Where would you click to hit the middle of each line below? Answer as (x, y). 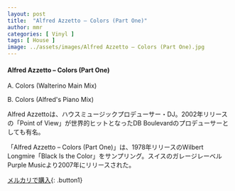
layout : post (27, 14)
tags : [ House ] (31, 41)
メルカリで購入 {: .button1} (45, 180)
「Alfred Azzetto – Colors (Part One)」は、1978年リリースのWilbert (105, 148)
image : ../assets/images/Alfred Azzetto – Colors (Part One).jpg (106, 47)
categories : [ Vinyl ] (41, 34)
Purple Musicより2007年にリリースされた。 (71, 165)
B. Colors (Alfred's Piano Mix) (51, 100)
